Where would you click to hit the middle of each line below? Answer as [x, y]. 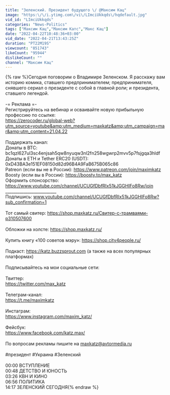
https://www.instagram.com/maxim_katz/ [49, 317]
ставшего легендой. [27, 93]
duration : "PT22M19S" [28, 44]
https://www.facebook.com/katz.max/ [45, 333]
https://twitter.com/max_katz [35, 284]
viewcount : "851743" [27, 48]
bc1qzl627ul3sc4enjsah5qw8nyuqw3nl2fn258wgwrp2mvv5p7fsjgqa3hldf [83, 153]
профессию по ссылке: [31, 115]
